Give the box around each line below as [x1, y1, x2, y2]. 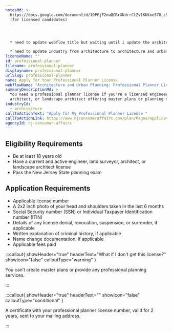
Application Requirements [5, 184, 91, 193]
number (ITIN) [12, 214, 42, 220]
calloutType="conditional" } [5, 297, 63, 303]
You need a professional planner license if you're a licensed [10, 92, 147, 97]
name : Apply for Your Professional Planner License [5, 77, 118, 82]
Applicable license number [12, 198, 69, 204]
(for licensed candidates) [10, 17, 68, 22]
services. [5, 272, 25, 278]
